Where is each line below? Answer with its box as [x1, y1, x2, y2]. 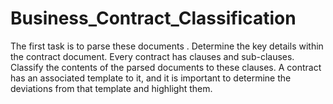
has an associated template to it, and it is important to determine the [10, 72, 292, 84]
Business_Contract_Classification [10, 7, 297, 30]
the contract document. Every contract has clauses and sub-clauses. [10, 50, 295, 62]
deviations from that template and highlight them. [10, 82, 213, 94]
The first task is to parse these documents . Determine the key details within [10, 40, 324, 52]
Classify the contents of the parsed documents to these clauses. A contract [10, 61, 322, 73]
